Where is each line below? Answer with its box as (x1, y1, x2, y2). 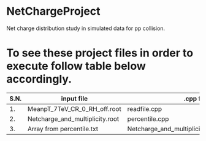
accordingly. (6, 72, 72, 86)
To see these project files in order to (6, 46, 194, 60)
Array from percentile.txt (27, 124, 99, 133)
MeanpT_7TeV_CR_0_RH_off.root (27, 104, 121, 113)
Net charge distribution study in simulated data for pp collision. (6, 25, 166, 32)
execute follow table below (6, 59, 146, 73)
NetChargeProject (6, 4, 101, 18)
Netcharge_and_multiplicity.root (27, 115, 120, 123)
